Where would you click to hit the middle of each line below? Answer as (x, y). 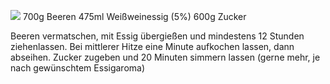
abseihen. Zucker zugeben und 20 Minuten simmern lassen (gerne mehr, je (165, 57)
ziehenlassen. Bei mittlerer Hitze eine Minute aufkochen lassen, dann (152, 46)
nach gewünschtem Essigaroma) (78, 68)
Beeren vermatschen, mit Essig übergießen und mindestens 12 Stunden (157, 36)
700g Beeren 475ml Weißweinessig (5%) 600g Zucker (134, 16)
